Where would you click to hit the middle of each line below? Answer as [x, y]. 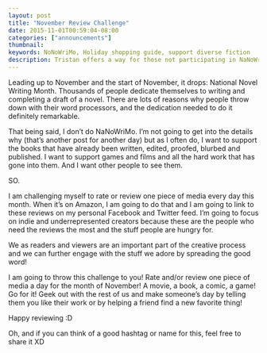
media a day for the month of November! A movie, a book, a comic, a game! [132, 286]
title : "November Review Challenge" [69, 23]
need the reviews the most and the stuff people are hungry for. [111, 229]
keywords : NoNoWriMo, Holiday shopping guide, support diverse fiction [129, 52]
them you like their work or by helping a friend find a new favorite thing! [125, 302]
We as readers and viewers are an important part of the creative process [127, 245]
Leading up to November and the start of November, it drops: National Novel [133, 82]
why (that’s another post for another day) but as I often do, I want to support [133, 140]
